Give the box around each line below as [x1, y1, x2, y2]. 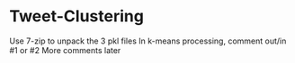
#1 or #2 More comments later [9, 44, 121, 55]
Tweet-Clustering [9, 6, 144, 27]
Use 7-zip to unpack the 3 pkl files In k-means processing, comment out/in [9, 35, 287, 46]
